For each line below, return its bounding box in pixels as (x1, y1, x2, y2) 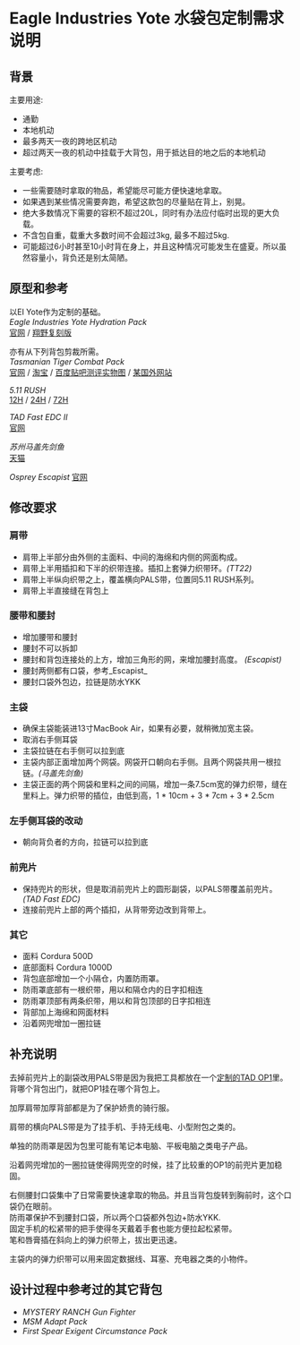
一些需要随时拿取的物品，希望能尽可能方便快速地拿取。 (21, 185, 227, 195)
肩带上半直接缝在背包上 (21, 585, 109, 595)
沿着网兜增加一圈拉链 (21, 1017, 101, 1028)
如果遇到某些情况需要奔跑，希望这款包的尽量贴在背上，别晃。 (21, 196, 251, 207)
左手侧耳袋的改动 (9, 815, 83, 827)
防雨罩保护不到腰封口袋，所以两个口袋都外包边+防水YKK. (9, 1212, 221, 1222)
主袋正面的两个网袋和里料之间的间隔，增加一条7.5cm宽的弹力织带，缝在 (21, 779, 288, 790)
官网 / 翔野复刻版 (9, 327, 72, 338)
